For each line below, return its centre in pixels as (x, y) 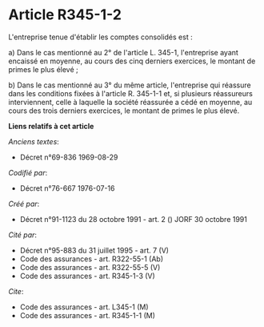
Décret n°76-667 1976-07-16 (67, 188)
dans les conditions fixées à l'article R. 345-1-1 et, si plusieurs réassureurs (131, 93)
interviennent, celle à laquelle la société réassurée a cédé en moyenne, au (130, 102)
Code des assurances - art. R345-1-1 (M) (88, 315)
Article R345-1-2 (65, 15)
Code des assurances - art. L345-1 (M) (84, 307)
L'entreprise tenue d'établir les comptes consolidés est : (101, 37)
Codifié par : (28, 172)
